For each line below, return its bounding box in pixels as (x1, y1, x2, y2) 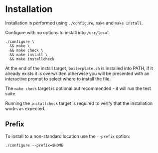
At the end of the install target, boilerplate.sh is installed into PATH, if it (5, 65, 154, 71)
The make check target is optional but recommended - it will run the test (5, 85, 151, 91)
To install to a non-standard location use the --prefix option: (5, 133, 131, 139)
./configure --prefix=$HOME (5, 143, 64, 148)
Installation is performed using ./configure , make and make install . (5, 20, 143, 26)
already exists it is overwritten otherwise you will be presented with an (5, 71, 150, 76)
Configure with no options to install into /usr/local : (5, 29, 111, 35)
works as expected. (5, 105, 46, 111)
